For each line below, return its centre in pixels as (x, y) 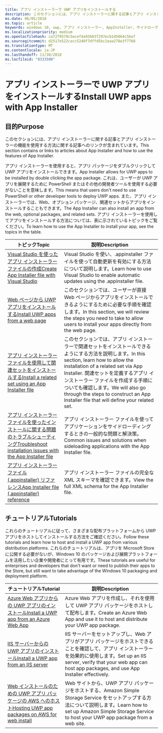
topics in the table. (24, 232)
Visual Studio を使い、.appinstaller (103, 254)
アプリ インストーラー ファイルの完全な (109, 473)
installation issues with (33, 450)
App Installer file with (32, 275)
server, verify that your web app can (106, 662)
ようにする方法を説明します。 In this (105, 354)
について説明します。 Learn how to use (108, 269)
